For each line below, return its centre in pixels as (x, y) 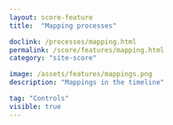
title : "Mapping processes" (63, 26)
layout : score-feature (51, 17)
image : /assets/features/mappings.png (81, 74)
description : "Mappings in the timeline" (87, 82)
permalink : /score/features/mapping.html (87, 50)
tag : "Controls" (39, 98)
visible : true (35, 106)
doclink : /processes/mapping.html (73, 42)
